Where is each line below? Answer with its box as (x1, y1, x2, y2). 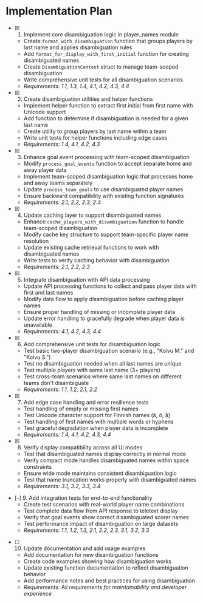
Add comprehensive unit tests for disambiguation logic (23, 340, 161, 347)
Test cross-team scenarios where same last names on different (23, 372, 182, 380)
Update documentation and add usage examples (23, 545, 146, 552)
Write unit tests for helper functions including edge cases (23, 134, 168, 141)
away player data (23, 166, 67, 174)
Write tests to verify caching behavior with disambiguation (23, 256, 170, 264)
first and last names (23, 288, 74, 296)
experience (23, 590, 52, 597)
